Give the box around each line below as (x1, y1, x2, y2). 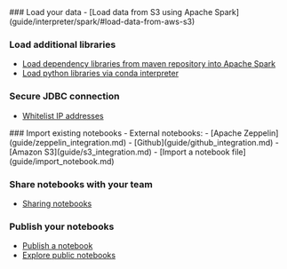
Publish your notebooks (9, 220, 115, 233)
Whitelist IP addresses (21, 110, 104, 121)
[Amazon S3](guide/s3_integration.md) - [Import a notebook (9, 146, 230, 157)
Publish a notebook (21, 241, 93, 251)
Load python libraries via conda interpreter (21, 68, 179, 79)
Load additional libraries (9, 38, 116, 51)
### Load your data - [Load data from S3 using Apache (9, 7, 213, 17)
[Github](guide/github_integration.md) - (133, 137, 280, 147)
